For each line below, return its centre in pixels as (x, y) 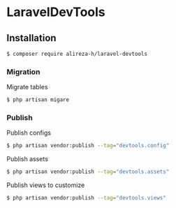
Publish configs (29, 133)
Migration (23, 72)
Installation (31, 38)
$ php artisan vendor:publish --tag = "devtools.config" (88, 146)
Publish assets (27, 159)
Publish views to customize (46, 185)
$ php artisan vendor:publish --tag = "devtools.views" (87, 198)
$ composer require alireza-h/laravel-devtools (77, 54)
